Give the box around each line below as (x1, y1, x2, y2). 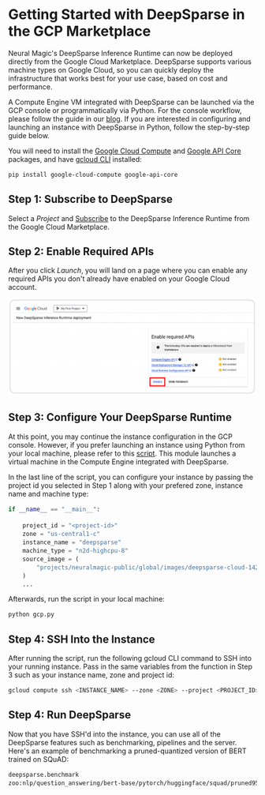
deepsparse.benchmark (8, 771, 80, 778)
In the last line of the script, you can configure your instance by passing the (8, 472, 254, 482)
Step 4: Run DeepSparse (8, 708, 132, 722)
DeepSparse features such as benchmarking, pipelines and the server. (8, 737, 237, 747)
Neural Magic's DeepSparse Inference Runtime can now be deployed (8, 48, 233, 58)
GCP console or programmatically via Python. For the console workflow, (8, 105, 242, 115)
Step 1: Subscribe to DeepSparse (8, 193, 174, 206)
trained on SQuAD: (8, 754, 69, 763)
